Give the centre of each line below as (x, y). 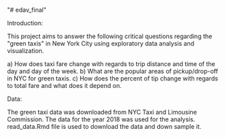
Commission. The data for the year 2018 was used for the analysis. (101, 119)
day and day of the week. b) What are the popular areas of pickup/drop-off (113, 71)
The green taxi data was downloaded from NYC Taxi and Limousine (102, 112)
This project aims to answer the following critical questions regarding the (110, 36)
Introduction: (25, 23)
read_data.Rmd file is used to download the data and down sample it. (104, 126)
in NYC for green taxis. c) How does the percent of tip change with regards (113, 78)
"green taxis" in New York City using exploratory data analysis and (101, 43)
